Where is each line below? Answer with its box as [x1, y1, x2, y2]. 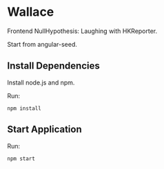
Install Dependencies [7, 60, 100, 72]
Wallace [7, 4, 54, 20]
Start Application [7, 124, 82, 135]
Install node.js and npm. [7, 78, 75, 87]
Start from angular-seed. [7, 40, 78, 48]
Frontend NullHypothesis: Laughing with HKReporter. [7, 27, 158, 35]
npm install [7, 104, 41, 112]
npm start [7, 155, 36, 162]
